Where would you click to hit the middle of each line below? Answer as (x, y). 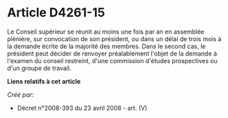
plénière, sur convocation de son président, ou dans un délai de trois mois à (114, 38)
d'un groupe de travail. (39, 68)
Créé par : (21, 95)
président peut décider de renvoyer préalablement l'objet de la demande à (112, 54)
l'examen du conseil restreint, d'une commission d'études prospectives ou (112, 60)
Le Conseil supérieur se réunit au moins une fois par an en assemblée (106, 32)
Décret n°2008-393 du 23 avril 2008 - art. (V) (82, 108)
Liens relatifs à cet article (44, 81)
